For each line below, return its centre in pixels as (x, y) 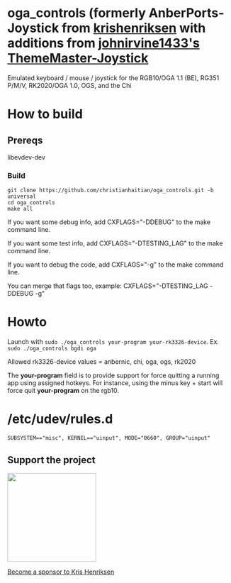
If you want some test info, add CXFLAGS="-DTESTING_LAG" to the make (115, 243)
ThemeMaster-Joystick (78, 59)
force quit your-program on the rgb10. (63, 391)
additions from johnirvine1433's (103, 43)
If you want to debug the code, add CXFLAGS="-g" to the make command (115, 265)
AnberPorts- (186, 13)
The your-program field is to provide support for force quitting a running (113, 376)
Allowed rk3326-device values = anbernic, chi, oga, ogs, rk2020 (102, 362)
